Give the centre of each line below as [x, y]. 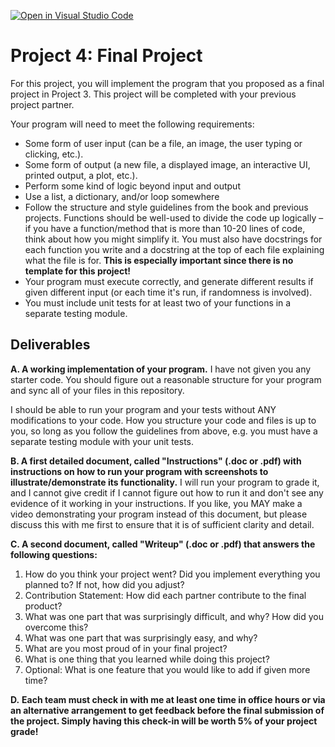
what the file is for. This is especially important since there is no [159, 260]
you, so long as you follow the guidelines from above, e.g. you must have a [164, 431]
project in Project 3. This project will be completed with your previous [153, 94]
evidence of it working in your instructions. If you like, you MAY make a [156, 503]
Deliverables [50, 345]
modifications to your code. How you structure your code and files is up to [163, 420]
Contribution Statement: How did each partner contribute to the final [165, 595]
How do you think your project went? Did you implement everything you [172, 574]
